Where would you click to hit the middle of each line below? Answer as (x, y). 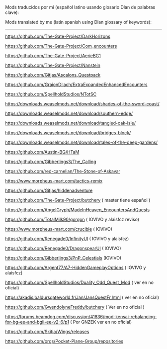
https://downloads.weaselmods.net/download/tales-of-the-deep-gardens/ (82, 142)
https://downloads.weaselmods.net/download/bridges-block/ (68, 133)
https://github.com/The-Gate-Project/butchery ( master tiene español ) (78, 200)
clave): (12, 12)
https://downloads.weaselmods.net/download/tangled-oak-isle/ (70, 123)
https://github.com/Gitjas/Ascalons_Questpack (53, 75)
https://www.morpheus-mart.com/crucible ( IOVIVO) (59, 229)
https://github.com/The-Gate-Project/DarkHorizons (58, 36)
